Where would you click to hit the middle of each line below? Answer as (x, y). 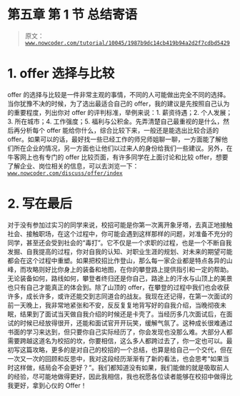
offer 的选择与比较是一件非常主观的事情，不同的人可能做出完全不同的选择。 (119, 94)
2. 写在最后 (40, 204)
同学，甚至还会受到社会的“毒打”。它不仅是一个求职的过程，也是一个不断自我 (120, 243)
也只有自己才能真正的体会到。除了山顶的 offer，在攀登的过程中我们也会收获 (119, 287)
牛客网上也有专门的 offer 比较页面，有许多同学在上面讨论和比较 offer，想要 (118, 157)
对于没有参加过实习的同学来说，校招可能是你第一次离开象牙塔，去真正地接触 (120, 225)
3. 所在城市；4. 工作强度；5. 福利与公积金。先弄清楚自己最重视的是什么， (115, 121)
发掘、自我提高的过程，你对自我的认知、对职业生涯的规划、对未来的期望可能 (120, 251)
